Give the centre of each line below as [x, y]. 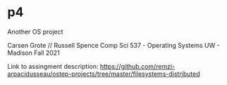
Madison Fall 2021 [33, 53]
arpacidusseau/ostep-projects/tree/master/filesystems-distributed [104, 74]
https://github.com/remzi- [137, 66]
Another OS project [35, 32]
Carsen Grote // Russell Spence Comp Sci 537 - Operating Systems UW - [114, 45]
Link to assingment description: [53, 66]
